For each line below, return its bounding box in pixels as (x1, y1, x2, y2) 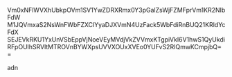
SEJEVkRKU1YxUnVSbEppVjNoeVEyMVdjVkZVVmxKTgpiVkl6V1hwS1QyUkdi (7, 35, 225, 44)
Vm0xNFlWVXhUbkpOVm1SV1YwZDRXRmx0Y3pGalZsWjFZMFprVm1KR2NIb (7, 6, 226, 14)
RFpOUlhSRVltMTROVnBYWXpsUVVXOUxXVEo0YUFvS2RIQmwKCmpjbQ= (7, 43, 222, 51)
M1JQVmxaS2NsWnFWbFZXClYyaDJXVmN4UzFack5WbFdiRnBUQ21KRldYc (7, 21, 226, 28)
